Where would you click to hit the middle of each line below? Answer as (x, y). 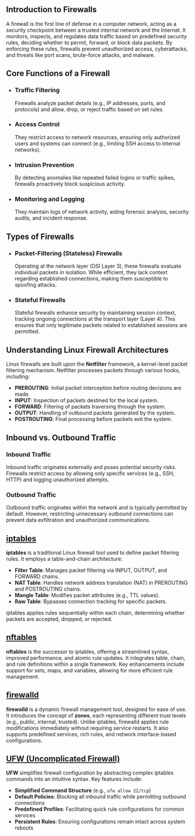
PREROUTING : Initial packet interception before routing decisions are (98, 388)
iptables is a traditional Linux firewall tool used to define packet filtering (93, 552)
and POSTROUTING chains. (48, 589)
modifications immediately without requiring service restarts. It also (87, 728)
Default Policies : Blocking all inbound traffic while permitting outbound (100, 797)
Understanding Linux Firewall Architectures (87, 350)
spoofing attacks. (35, 285)
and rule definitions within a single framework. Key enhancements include (95, 664)
